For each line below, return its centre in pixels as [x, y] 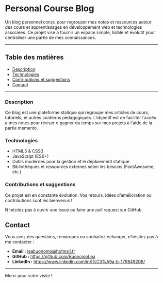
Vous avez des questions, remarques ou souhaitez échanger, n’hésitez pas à [81, 237]
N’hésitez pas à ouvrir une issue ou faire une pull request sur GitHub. [74, 209]
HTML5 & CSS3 [28, 151]
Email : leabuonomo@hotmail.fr [44, 251]
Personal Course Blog [50, 9]
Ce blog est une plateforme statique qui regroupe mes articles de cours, [77, 113]
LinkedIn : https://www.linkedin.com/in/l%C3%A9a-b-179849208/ [78, 262]
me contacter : [20, 242]
